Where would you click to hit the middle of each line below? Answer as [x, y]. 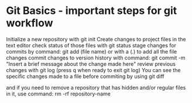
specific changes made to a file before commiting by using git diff [85, 76]
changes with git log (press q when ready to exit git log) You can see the [93, 70]
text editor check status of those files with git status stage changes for [91, 45]
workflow [30, 23]
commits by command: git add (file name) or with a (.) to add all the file [92, 51]
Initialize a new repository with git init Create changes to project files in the [96, 39]
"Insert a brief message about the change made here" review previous [91, 64]
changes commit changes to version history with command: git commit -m [96, 58]
